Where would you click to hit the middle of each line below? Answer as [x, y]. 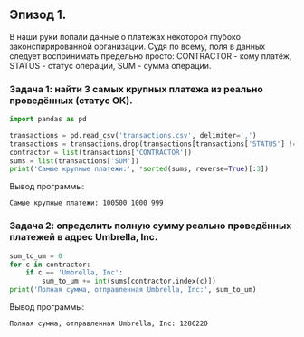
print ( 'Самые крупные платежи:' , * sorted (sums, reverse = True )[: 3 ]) [139, 169]
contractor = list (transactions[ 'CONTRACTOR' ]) [101, 152]
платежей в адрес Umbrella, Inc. [84, 237]
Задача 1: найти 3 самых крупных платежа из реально [137, 89]
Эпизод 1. [38, 15]
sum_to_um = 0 [36, 256]
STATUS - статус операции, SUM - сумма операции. [110, 65]
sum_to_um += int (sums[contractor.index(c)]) [129, 281]
